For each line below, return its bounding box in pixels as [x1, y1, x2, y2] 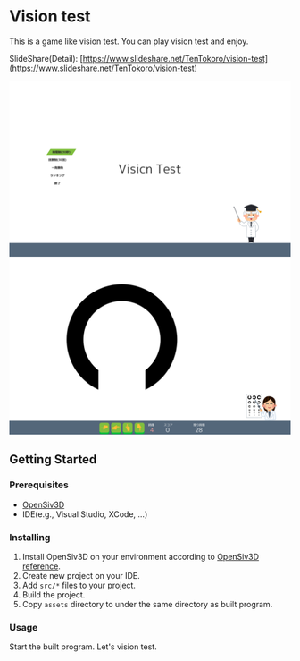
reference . [21, 561, 61, 572]
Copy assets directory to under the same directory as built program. [21, 598, 273, 609]
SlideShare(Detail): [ [9, 53, 83, 64]
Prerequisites [9, 479, 69, 491]
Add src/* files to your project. [21, 580, 137, 590]
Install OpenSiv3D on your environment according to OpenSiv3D [21, 551, 260, 562]
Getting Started [9, 452, 97, 467]
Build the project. [21, 589, 86, 600]
